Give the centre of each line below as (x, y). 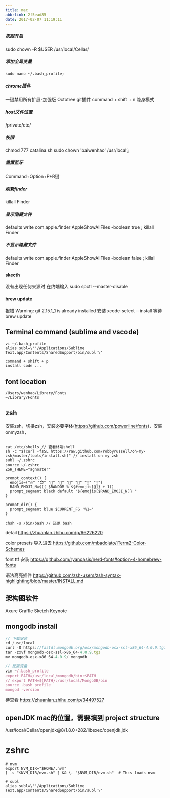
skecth (13, 275)
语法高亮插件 (18, 575)
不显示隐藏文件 (21, 245)
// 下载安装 (16, 638)
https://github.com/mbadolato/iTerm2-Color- (100, 543)
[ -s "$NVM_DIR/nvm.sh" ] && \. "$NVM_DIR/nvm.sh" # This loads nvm (80, 773)
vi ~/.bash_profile (26, 344)
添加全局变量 (18, 61)
